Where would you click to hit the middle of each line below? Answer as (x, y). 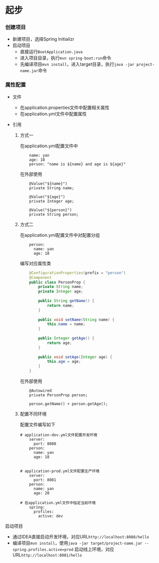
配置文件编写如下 (38, 425)
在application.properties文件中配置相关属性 (64, 107)
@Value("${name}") (48, 183)
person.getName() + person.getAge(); (68, 404)
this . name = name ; (66, 324)
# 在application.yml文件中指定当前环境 (58, 503)
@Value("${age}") (47, 197)
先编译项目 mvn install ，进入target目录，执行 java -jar (77, 64)
